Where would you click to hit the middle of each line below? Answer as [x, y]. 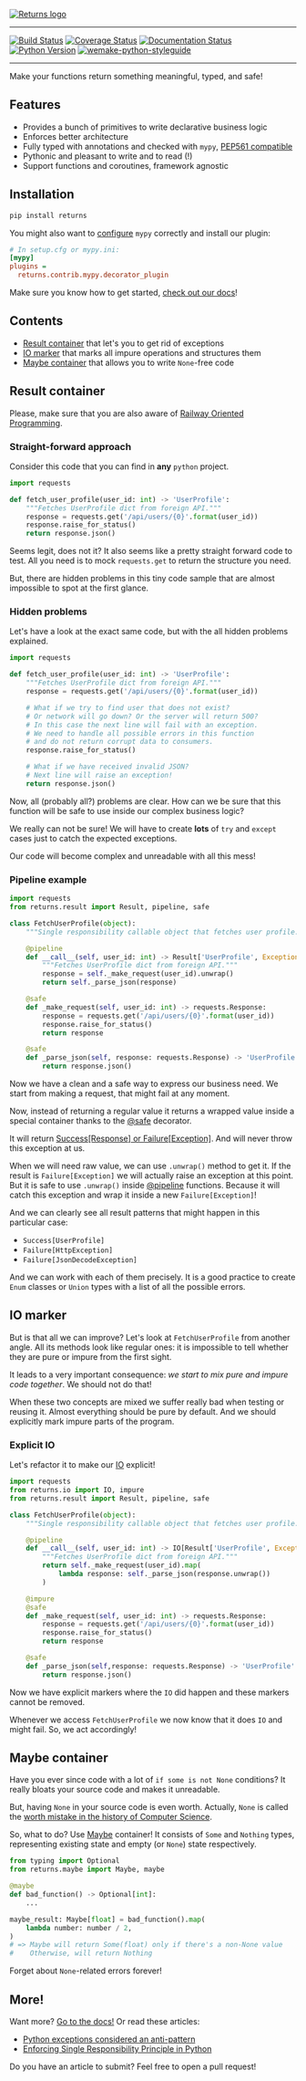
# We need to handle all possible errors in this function [140, 733]
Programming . [36, 423]
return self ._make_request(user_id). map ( [122, 1565]
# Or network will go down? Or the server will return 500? [142, 716]
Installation [42, 195]
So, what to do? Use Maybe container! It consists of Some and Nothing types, [152, 1835]
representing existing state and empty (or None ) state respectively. [133, 1845]
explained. [29, 641]
